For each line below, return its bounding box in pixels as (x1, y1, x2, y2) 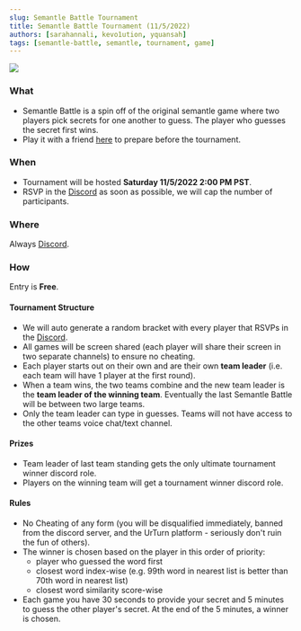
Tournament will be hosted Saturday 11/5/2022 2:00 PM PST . (22, 176, 252, 187)
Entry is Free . (9, 281, 59, 292)
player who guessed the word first (35, 556, 164, 567)
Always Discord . (9, 239, 70, 250)
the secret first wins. (22, 124, 99, 135)
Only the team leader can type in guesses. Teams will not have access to (22, 408, 293, 419)
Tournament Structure (9, 302, 94, 313)
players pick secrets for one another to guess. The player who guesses (22, 114, 286, 126)
